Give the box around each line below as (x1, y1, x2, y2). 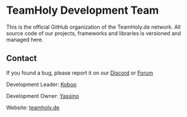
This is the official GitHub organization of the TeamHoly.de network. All (6, 23, 181, 30)
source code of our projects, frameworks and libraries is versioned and (6, 29, 181, 36)
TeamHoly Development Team (6, 4, 160, 17)
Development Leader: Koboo (6, 81, 76, 88)
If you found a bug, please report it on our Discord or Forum (6, 69, 154, 76)
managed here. (6, 36, 44, 43)
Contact (6, 53, 37, 63)
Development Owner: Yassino (6, 92, 79, 99)
